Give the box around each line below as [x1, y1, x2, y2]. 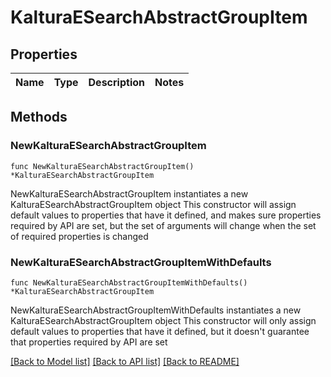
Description [88, 76, 145, 89]
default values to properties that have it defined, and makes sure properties [10, 209, 322, 221]
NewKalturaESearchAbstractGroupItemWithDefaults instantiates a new [10, 304, 302, 316]
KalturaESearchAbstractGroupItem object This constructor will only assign [10, 314, 317, 326]
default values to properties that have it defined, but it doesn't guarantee [10, 325, 310, 337]
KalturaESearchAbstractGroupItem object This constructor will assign [10, 198, 297, 210]
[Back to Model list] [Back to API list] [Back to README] [10, 355, 240, 367]
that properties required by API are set [10, 336, 168, 348]
